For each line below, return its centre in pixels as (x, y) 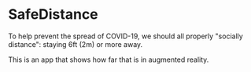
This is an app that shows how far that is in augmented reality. (109, 59)
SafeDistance (53, 14)
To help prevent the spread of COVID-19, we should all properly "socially (126, 36)
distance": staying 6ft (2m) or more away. (76, 44)
